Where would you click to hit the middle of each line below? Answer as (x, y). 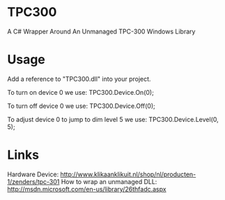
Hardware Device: (33, 174)
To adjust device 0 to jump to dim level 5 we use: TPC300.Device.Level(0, (113, 119)
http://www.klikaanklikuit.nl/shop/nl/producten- (128, 174)
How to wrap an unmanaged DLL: (109, 181)
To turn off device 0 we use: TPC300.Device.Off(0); (81, 106)
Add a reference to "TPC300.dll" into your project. (79, 79)
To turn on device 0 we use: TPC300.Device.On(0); (81, 92)
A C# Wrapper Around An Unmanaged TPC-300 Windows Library (101, 31)
